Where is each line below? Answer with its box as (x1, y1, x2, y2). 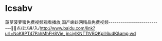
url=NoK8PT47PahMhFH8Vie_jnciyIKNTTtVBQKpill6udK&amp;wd (5, 31, 136, 36)
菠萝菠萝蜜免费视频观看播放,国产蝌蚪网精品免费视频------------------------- (5, 19, 158, 25)
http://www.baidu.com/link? (39, 25, 95, 31)
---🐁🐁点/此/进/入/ (5, 25, 40, 31)
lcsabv (5, 3, 33, 14)
